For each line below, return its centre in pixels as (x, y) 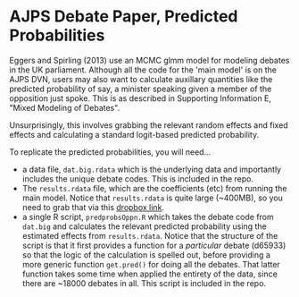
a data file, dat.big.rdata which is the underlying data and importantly (152, 169)
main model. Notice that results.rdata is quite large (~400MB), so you (152, 198)
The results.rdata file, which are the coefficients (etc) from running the (154, 188)
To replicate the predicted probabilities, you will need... (110, 152)
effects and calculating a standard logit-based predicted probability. (134, 134)
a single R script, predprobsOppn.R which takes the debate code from (148, 216)
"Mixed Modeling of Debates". (65, 107)
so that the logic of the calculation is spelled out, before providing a (146, 255)
